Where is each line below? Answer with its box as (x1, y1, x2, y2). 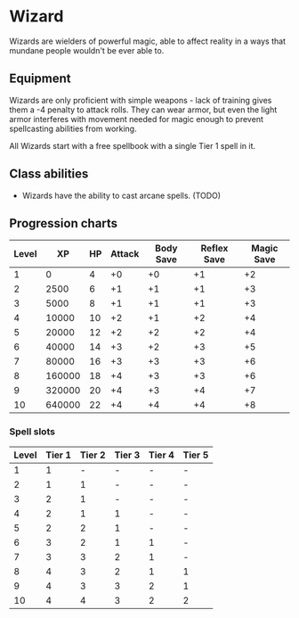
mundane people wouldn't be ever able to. (9, 45, 165, 55)
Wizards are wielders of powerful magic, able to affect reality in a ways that (9, 36, 287, 46)
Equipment (9, 71, 71, 87)
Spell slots (9, 425, 56, 438)
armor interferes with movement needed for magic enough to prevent (9, 113, 264, 124)
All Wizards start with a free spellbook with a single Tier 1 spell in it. (9, 140, 256, 151)
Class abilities (9, 167, 89, 182)
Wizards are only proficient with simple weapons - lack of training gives (9, 95, 272, 105)
